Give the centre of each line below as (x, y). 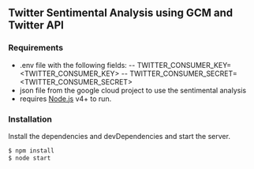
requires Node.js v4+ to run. (65, 99)
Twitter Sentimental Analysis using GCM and (121, 13)
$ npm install (32, 150)
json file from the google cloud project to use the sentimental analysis (133, 90)
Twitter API (36, 26)
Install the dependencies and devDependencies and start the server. (120, 136)
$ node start (30, 158)
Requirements (36, 48)
